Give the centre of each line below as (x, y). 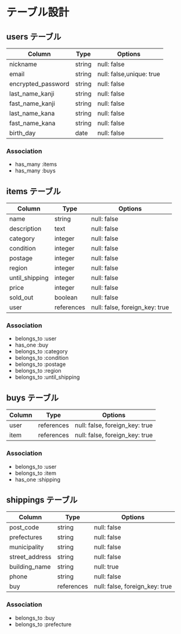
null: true (106, 567)
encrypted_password (39, 84)
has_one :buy (32, 345)
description (25, 229)
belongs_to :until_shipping (47, 377)
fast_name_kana (32, 123)
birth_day (23, 133)
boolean (66, 298)
